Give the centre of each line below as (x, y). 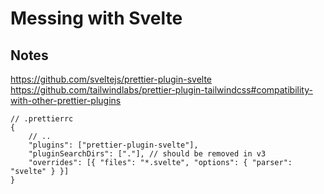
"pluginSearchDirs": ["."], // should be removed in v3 (147, 154)
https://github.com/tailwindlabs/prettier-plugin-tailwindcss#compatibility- (161, 90)
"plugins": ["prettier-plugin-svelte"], (113, 145)
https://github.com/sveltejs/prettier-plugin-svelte (111, 79)
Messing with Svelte (96, 18)
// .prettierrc (42, 119)
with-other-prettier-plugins (66, 100)
